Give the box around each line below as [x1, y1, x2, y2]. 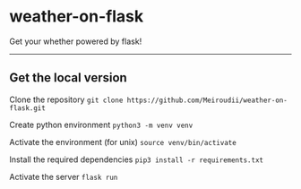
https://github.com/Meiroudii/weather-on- [126, 96, 288, 105]
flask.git [9, 103, 47, 113]
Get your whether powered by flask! [9, 36, 142, 47]
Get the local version [9, 70, 127, 86]
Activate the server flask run [9, 171, 118, 182]
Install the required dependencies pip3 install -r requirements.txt [9, 154, 264, 165]
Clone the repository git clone [9, 94, 124, 105]
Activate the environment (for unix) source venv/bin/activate [9, 136, 237, 147]
